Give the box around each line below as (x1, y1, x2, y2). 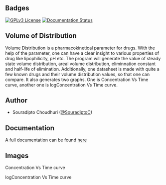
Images (5, 151, 29, 160)
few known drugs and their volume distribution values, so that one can (5, 71, 150, 77)
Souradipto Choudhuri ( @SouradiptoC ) (12, 109, 93, 115)
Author (5, 96, 27, 105)
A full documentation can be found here (5, 137, 87, 143)
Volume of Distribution (5, 32, 77, 40)
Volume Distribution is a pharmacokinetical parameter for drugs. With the (5, 45, 156, 51)
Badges (5, 4, 29, 12)
